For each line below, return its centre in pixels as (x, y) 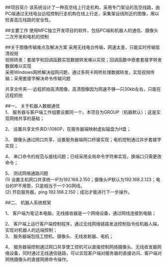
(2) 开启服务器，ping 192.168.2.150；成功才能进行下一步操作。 (69, 192)
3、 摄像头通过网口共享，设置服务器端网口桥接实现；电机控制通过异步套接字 (83, 139)
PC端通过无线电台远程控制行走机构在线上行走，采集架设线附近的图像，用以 (82, 13)
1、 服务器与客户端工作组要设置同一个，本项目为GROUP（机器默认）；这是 (81, 112)
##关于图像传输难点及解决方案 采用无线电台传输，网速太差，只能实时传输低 (83, 47)
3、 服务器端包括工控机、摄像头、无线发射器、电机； (59, 236)
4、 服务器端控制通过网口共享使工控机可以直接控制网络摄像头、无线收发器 (81, 247)
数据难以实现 (18, 66)
